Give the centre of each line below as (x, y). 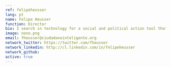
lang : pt (15, 15)
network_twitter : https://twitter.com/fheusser (57, 43)
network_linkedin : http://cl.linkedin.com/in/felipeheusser (70, 47)
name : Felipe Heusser (28, 19)
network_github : (22, 52)
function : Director (26, 24)
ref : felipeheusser (26, 10)
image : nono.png (22, 33)
